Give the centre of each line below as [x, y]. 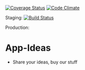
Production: [17, 27]
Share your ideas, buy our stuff [45, 62]
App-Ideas [28, 48]
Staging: [14, 17]
